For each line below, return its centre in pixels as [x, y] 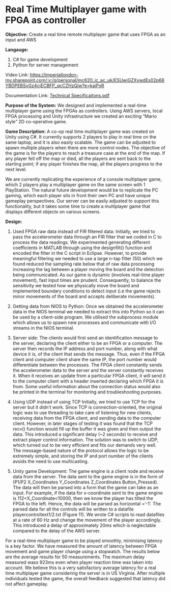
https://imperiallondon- [54, 74]
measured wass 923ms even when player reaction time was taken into [79, 562]
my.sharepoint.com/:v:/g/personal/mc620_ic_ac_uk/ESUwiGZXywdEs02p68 [85, 80]
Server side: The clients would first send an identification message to [85, 338]
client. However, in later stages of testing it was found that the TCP [82, 423]
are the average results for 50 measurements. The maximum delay [75, 557]
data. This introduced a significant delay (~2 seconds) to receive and [85, 434]
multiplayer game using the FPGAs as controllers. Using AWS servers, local [84, 111]
